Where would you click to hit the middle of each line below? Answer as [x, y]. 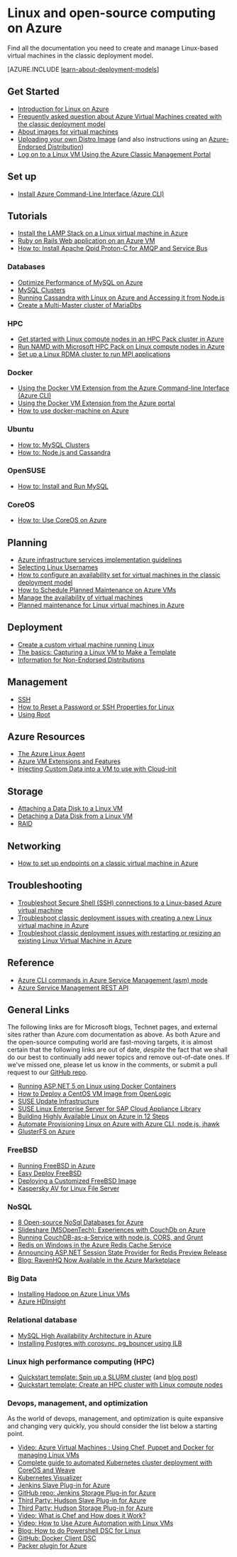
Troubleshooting [45, 885]
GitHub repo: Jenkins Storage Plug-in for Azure [87, 1493]
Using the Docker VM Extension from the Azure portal [96, 403]
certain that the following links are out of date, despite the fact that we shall [118, 1050]
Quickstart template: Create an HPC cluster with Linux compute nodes [120, 1384]
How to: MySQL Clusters [54, 445]
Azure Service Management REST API [73, 987]
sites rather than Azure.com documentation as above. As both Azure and [114, 1034]
